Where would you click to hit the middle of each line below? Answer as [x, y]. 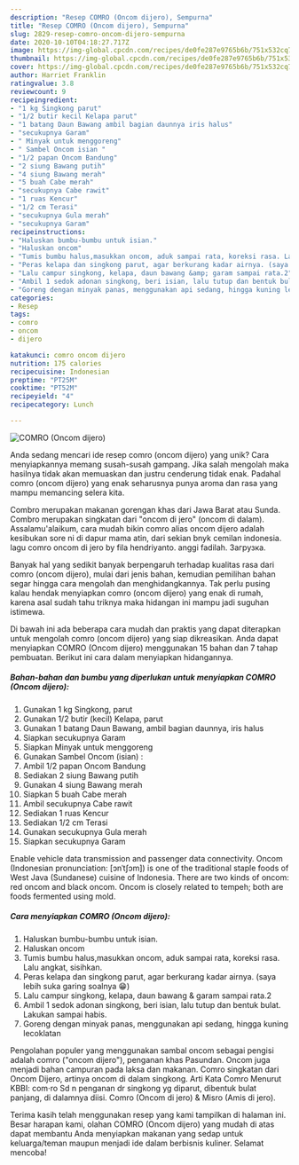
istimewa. [28, 611]
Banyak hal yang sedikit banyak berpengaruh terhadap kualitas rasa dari [142, 564]
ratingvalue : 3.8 [42, 83]
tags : [20, 315]
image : [22, 51]
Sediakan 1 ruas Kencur [66, 813]
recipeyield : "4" [42, 397]
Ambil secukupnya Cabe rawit [78, 803]
